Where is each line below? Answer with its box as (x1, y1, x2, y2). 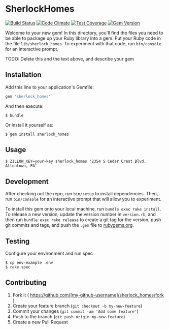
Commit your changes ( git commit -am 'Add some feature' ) (12, 308, 139, 314)
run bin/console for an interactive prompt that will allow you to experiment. (5, 196, 161, 202)
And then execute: (5, 103, 44, 109)
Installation (5, 71, 42, 79)
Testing (5, 237, 30, 246)
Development (5, 177, 49, 186)
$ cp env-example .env (5, 260, 53, 265)
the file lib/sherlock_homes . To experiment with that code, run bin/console (5, 40, 161, 46)
